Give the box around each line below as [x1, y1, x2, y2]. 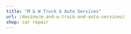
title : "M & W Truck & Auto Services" [6, 8, 101, 14]
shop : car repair [6, 19, 49, 25]
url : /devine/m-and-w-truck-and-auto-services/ [6, 14, 126, 20]
